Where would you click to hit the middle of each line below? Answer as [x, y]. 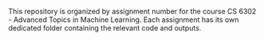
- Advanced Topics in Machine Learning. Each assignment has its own [124, 20]
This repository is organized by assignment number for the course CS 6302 [132, 11]
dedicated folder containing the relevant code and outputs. [105, 28]
